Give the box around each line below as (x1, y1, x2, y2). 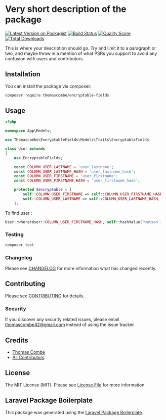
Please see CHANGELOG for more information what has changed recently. (5, 266, 157, 272)
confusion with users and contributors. (5, 55, 84, 61)
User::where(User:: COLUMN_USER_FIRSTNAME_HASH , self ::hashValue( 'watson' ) (5, 219, 163, 225)
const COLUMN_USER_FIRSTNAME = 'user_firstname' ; (14, 174, 119, 179)
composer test (5, 242, 35, 247)
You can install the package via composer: (5, 83, 91, 89)
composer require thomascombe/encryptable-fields (5, 93, 110, 97)
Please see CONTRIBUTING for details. (5, 293, 85, 299)
